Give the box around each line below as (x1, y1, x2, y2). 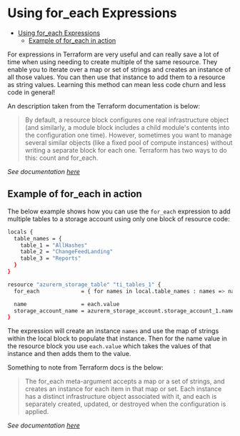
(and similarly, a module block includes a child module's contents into (24, 123, 230, 131)
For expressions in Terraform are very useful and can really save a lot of (7, 50, 219, 59)
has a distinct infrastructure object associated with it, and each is (24, 392, 217, 401)
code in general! (7, 88, 56, 96)
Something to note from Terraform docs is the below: (7, 363, 164, 372)
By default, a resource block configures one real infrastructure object (24, 116, 229, 124)
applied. (24, 407, 49, 416)
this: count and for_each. (24, 153, 99, 162)
